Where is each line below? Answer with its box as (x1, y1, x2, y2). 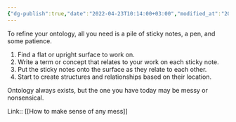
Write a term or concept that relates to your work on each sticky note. (17, 57, 219, 66)
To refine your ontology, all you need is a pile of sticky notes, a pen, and (7, 29, 216, 38)
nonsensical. (7, 93, 44, 102)
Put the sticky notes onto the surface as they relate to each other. (17, 65, 207, 73)
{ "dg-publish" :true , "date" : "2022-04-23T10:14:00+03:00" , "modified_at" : (7, 10, 221, 17)
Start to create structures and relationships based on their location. (17, 73, 212, 81)
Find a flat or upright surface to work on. (17, 50, 135, 59)
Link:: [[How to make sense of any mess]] (7, 107, 128, 115)
